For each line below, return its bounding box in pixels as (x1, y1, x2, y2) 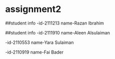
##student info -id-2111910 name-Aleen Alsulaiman (5, 29, 110, 35)
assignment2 (5, 3, 61, 15)
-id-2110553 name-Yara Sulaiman (5, 39, 74, 45)
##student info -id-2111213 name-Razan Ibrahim (5, 20, 104, 26)
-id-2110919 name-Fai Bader (5, 49, 64, 55)
